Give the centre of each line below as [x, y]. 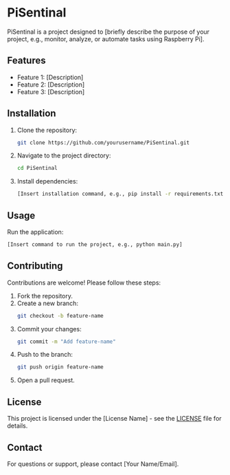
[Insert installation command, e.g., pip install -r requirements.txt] [122, 194]
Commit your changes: [49, 329]
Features [26, 61]
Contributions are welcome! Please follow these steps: [84, 283]
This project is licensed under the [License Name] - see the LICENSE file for [114, 419]
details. [18, 426]
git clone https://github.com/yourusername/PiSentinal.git [103, 142]
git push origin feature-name [60, 367]
